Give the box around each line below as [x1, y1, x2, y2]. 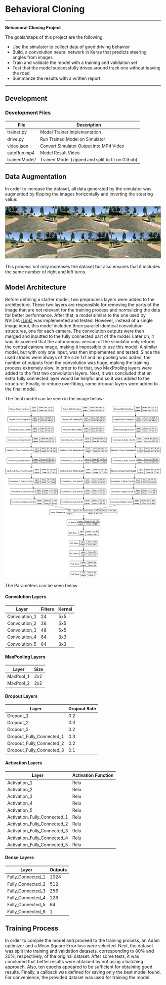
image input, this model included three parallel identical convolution [5, 322, 143, 328]
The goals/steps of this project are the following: [5, 34, 104, 40]
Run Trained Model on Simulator [40, 136, 105, 142]
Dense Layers [5, 854, 34, 860]
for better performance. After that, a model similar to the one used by [5, 312, 146, 318]
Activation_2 [7, 786, 33, 792]
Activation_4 [7, 800, 33, 806]
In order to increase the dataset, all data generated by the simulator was [5, 185, 152, 191]
